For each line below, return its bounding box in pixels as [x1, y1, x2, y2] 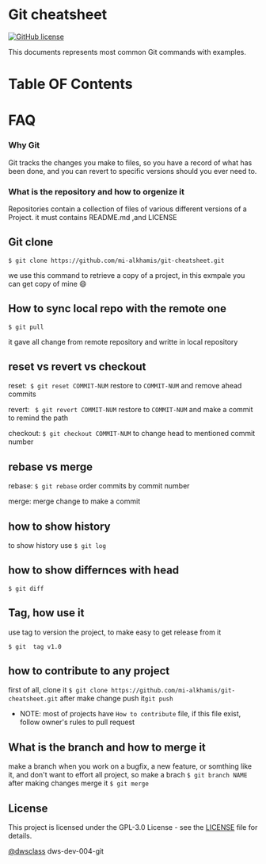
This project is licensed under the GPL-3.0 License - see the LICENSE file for [8, 823, 258, 832]
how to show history [8, 519, 111, 533]
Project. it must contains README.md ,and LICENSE [8, 212, 177, 222]
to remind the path [8, 413, 69, 422]
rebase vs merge [8, 460, 93, 473]
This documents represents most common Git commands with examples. [8, 47, 247, 56]
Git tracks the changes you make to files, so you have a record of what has [8, 157, 253, 168]
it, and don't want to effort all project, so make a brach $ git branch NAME [8, 770, 248, 780]
